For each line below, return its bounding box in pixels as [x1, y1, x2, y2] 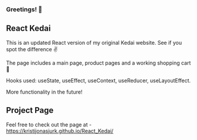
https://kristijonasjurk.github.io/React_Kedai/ [6, 127, 114, 134]
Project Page [6, 105, 54, 115]
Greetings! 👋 [6, 5, 43, 14]
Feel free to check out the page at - [6, 121, 92, 128]
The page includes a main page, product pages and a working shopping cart [6, 59, 191, 66]
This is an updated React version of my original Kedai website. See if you [6, 39, 182, 46]
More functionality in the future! [6, 88, 83, 95]
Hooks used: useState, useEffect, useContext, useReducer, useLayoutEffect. [6, 76, 191, 84]
